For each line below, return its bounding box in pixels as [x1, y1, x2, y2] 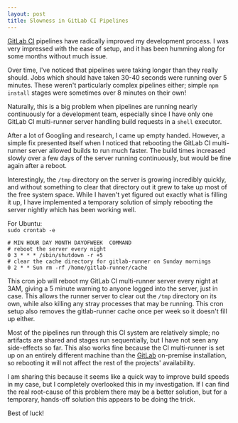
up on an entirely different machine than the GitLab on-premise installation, [7, 350, 227, 360]
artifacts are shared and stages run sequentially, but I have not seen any [7, 335, 219, 344]
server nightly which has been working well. [7, 205, 136, 214]
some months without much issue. [7, 51, 108, 61]
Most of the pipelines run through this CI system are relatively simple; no [7, 328, 220, 337]
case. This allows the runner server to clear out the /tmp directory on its [7, 291, 217, 300]
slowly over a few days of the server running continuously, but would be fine [7, 154, 232, 162]
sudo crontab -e [7, 226, 55, 234]
